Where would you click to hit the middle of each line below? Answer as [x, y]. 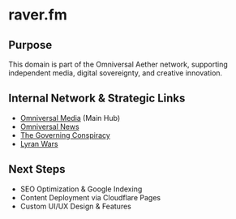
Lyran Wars [39, 144]
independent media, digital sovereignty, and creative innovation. [116, 73]
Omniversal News [49, 127]
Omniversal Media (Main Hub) [70, 118]
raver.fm [38, 15]
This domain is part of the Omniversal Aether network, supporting [118, 64]
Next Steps [37, 169]
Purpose [30, 45]
